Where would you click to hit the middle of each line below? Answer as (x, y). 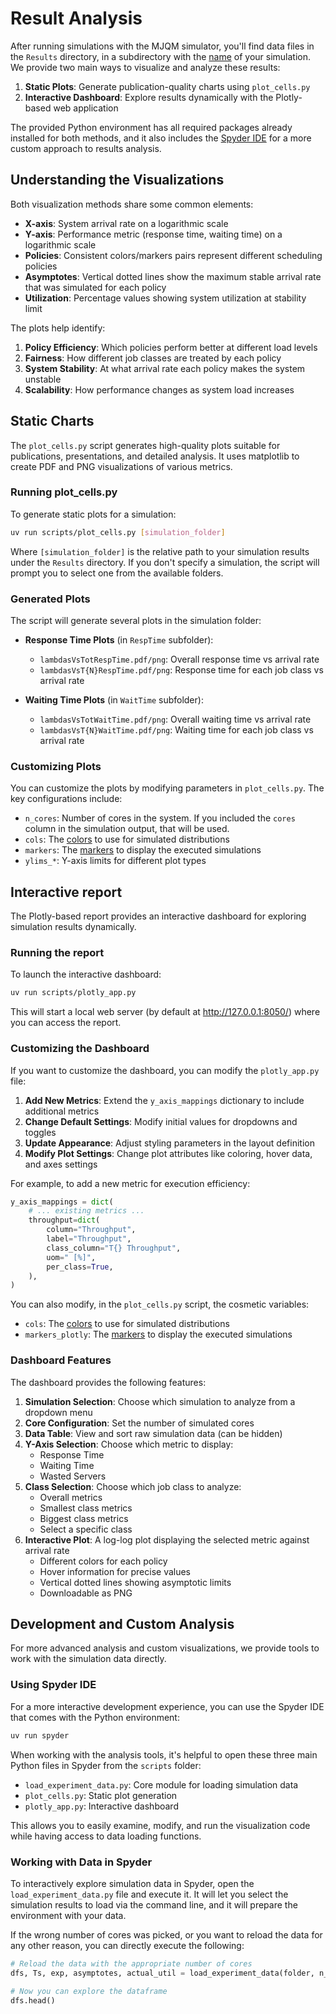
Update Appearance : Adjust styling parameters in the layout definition (169, 1143)
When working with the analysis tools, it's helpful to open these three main (164, 1754)
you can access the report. (66, 1023)
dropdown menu (58, 1412)
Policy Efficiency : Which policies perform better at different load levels (171, 347)
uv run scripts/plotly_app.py (73, 993)
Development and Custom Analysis (122, 1624)
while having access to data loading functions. (106, 1836)
